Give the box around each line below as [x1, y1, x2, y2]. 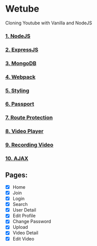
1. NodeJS [5, 32, 30, 40]
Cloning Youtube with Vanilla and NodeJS [5, 20, 92, 26]
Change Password [12, 219, 51, 225]
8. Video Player [5, 128, 44, 135]
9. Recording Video [5, 142, 54, 149]
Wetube [5, 3, 40, 15]
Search [12, 201, 28, 207]
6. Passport [5, 100, 35, 108]
